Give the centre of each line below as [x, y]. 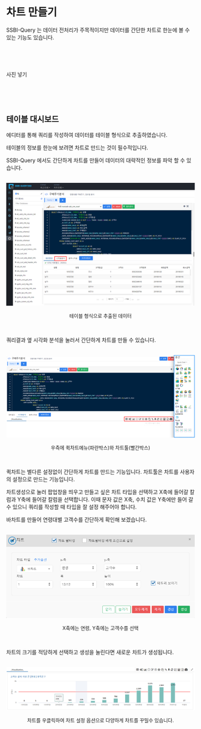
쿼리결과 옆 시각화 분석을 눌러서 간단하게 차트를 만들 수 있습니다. [81, 340]
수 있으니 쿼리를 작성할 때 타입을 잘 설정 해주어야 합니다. [71, 507]
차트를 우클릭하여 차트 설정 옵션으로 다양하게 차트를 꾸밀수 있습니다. [100, 720]
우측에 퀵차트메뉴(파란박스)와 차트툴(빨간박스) [100, 448]
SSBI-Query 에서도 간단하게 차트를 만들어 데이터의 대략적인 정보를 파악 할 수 [96, 160]
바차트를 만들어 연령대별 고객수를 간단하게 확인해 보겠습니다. [77, 519]
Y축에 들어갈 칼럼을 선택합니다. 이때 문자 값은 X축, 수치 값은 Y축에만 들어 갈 [105, 499]
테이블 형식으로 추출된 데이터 [100, 316]
